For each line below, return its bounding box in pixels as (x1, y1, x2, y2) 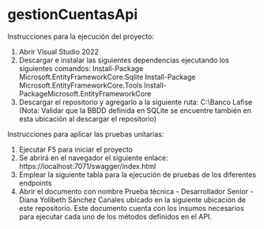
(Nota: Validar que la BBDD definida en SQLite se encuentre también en (18, 105, 252, 115)
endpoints (18, 178, 52, 187)
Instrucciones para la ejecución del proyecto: (7, 32, 155, 41)
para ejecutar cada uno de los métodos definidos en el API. (18, 212, 213, 221)
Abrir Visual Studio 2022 (18, 47, 100, 56)
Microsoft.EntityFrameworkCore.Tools (18, 81, 143, 90)
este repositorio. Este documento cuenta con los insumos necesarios (18, 203, 244, 212)
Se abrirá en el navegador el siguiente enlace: (18, 152, 168, 163)
